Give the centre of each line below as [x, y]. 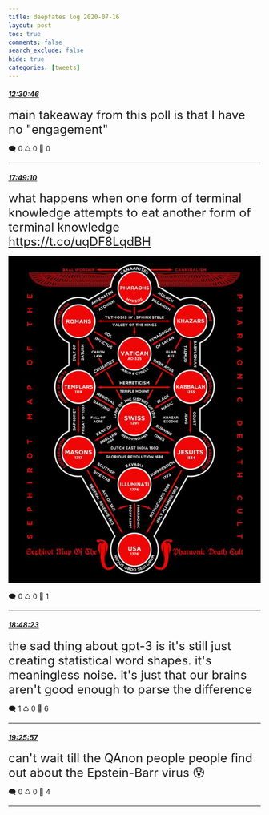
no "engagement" [58, 130]
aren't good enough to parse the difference [130, 689]
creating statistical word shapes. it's [110, 660]
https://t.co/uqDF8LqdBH [80, 242]
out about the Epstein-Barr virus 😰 [107, 773]
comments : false [35, 42]
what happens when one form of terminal [125, 198]
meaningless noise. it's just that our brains [128, 675]
